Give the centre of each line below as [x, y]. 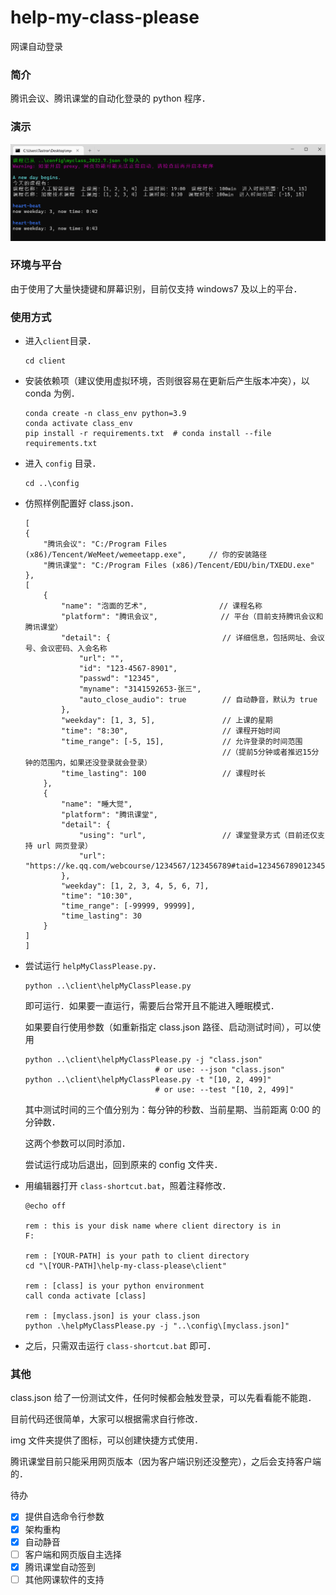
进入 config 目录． [63, 463]
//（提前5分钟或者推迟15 [266, 752]
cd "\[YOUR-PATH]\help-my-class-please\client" [125, 1266]
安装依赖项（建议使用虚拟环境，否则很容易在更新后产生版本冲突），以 [167, 381]
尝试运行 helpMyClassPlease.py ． [93, 966]
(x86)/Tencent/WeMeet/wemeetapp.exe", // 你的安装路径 [146, 555]
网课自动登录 [36, 46]
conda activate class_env [78, 424]
